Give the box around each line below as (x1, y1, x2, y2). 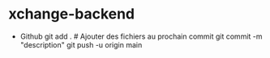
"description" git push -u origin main (19, 39, 143, 49)
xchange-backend (8, 5, 135, 23)
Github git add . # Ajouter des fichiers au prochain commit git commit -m (19, 31, 263, 41)
